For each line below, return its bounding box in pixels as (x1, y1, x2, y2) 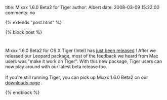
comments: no (5, 10, 35, 16)
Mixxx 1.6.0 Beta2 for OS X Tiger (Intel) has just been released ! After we (5, 47, 156, 54)
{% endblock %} (5, 89, 40, 95)
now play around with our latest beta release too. (5, 64, 107, 70)
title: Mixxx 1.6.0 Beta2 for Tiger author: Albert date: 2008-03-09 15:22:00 (5, 5, 159, 10)
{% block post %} (5, 29, 43, 35)
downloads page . (5, 80, 43, 85)
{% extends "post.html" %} (5, 20, 62, 25)
